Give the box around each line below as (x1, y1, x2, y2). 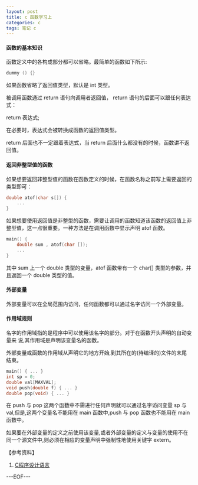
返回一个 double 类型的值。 (11, 271, 78, 278)
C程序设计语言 (14, 461, 50, 468)
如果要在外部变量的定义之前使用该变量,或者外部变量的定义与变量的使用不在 (6, 429, 189, 436)
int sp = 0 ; (6, 373, 35, 380)
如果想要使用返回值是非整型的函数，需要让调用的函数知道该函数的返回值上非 (6, 217, 192, 224)
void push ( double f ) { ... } (6, 385, 78, 390)
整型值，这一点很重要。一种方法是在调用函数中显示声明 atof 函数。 (6, 224, 169, 232)
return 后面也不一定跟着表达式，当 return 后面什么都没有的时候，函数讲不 (6, 139, 184, 147)
